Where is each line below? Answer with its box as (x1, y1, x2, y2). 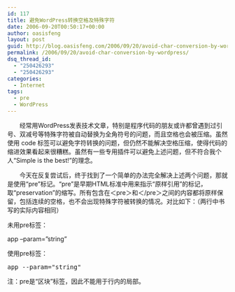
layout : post (7, 36, 45, 43)
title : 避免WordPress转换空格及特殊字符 (7, 17, 115, 24)
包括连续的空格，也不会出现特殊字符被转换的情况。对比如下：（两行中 (19, 197, 219, 205)
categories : (7, 75, 42, 82)
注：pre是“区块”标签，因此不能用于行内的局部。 (7, 277, 145, 285)
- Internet (13, 82, 45, 89)
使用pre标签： (7, 249, 48, 257)
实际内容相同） (19, 205, 63, 214)
